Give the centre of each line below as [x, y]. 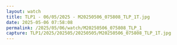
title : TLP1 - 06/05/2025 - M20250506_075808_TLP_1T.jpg [78, 17]
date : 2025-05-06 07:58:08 [39, 22]
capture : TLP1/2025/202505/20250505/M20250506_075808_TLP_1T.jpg [88, 33]
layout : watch [24, 11]
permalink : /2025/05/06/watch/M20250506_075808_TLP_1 [74, 28]
